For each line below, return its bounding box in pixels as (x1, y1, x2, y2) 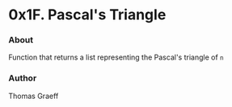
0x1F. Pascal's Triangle (8, 6, 167, 24)
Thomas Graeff (8, 91, 59, 101)
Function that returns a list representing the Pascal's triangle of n (8, 52, 224, 62)
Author (8, 72, 37, 84)
